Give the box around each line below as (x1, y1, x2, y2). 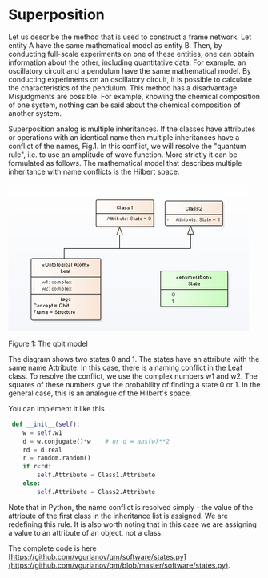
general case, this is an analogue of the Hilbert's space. (8, 388, 192, 398)
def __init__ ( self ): (11, 420, 81, 428)
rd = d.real (22, 446, 62, 454)
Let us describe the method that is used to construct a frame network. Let (8, 32, 252, 42)
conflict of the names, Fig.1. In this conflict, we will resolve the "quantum (8, 141, 246, 151)
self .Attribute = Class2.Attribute (37, 488, 156, 496)
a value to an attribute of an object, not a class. (8, 528, 163, 537)
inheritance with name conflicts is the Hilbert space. (8, 167, 180, 176)
